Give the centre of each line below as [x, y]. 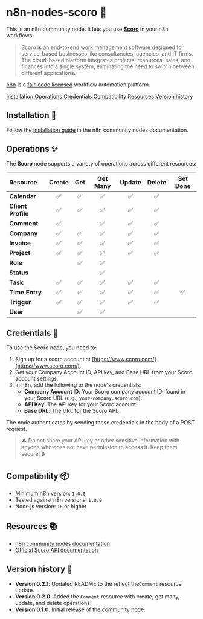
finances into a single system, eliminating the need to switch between [108, 66]
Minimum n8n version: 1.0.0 [50, 494]
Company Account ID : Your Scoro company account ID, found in [105, 392]
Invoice [20, 243]
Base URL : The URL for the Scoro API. [71, 411]
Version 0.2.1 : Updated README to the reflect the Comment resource [98, 583]
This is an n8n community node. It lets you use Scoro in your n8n [87, 29]
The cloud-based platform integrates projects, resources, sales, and [106, 60]
